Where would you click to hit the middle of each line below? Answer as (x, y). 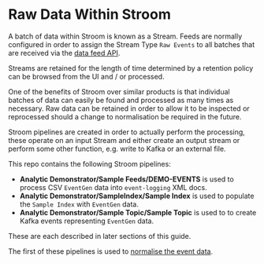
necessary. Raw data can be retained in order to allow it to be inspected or (129, 108)
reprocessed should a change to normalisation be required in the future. (125, 116)
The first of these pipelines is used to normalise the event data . (111, 251)
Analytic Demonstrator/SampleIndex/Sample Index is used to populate (137, 196)
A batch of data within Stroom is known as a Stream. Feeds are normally (125, 36)
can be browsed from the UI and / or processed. (86, 76)
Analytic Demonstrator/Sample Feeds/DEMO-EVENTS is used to (126, 179)
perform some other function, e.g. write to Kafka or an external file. (117, 148)
